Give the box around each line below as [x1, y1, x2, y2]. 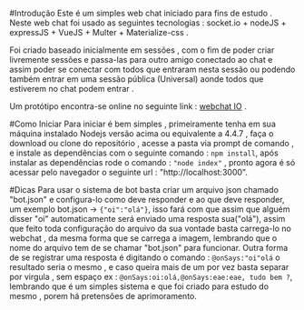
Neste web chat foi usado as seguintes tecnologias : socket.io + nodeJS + [9, 17, 287, 28]
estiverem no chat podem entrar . [9, 84, 134, 94]
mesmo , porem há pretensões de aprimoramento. [9, 291, 198, 301]
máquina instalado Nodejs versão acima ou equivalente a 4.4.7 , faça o [9, 128, 274, 139]
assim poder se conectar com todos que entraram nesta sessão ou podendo [9, 64, 296, 75]
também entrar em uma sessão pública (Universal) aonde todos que [9, 74, 264, 85]
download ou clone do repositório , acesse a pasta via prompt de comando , [9, 138, 295, 148]
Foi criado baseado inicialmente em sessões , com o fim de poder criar [9, 45, 275, 55]
